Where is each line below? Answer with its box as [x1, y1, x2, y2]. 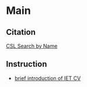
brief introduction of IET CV [14, 74, 81, 82]
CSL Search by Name [6, 42, 58, 49]
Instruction [6, 59, 47, 69]
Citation [6, 27, 36, 37]
